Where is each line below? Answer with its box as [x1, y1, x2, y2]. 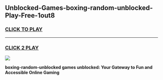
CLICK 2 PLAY [5, 44, 39, 51]
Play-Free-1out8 [5, 12, 55, 20]
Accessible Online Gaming [5, 69, 60, 75]
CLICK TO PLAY [5, 26, 43, 33]
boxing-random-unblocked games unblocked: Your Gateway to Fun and [5, 64, 153, 70]
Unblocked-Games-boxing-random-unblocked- [5, 4, 153, 12]
